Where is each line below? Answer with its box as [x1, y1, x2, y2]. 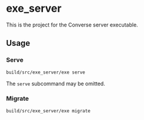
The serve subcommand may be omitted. [6, 80, 106, 87]
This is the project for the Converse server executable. [6, 21, 138, 28]
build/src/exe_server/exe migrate [6, 108, 91, 114]
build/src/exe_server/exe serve [6, 69, 85, 75]
